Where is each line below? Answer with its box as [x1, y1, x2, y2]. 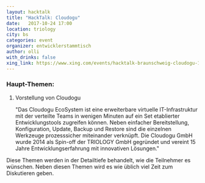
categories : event [6, 37, 53, 43]
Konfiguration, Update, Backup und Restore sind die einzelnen [15, 125, 172, 132]
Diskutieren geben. [6, 169, 54, 177]
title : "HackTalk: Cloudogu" [6, 15, 81, 21]
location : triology [6, 26, 56, 32]
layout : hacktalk [6, 9, 51, 15]
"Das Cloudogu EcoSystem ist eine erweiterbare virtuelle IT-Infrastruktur [15, 106, 198, 113]
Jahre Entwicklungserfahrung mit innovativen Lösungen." [15, 145, 160, 152]
